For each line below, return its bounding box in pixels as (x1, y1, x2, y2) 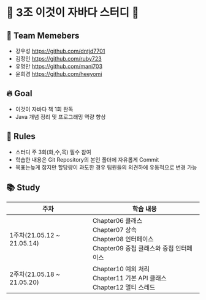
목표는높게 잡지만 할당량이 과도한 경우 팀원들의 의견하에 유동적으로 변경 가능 (15, 163, 197, 171)
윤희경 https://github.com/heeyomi (15, 70, 102, 77)
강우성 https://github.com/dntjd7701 (15, 47, 105, 54)
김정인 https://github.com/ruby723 (15, 55, 102, 62)
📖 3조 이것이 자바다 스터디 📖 (6, 6, 139, 20)
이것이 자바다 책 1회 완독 (15, 105, 74, 113)
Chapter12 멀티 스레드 (92, 283, 156, 291)
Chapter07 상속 (92, 226, 137, 234)
